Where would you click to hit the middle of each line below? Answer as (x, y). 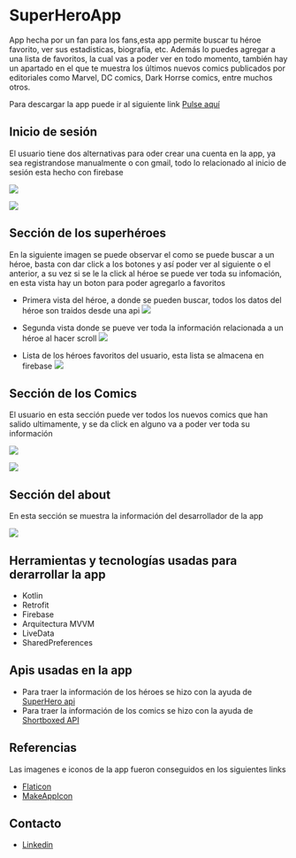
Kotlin (32, 595)
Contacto (35, 824)
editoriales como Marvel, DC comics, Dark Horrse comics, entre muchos (141, 77)
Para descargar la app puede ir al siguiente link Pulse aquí (115, 104)
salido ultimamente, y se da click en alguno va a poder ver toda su (129, 424)
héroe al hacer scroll (59, 338)
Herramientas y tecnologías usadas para (123, 560)
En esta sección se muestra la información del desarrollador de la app (136, 516)
